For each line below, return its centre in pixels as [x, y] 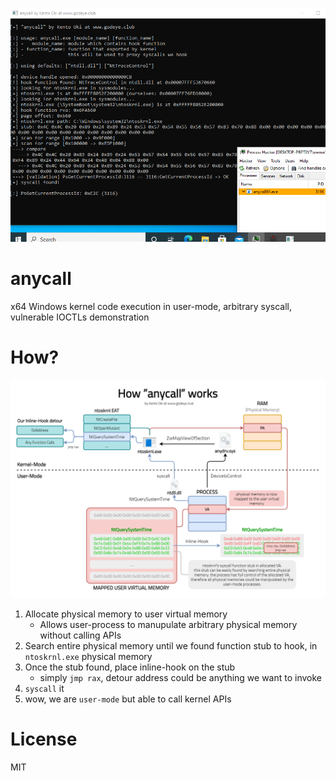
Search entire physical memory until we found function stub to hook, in [171, 646]
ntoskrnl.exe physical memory [88, 657]
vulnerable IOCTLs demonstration [80, 317]
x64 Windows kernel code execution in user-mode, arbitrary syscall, [151, 306]
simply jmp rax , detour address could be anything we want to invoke [181, 678]
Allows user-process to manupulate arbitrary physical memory [168, 625]
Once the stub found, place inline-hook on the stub [130, 667]
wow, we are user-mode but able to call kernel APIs [128, 699]
